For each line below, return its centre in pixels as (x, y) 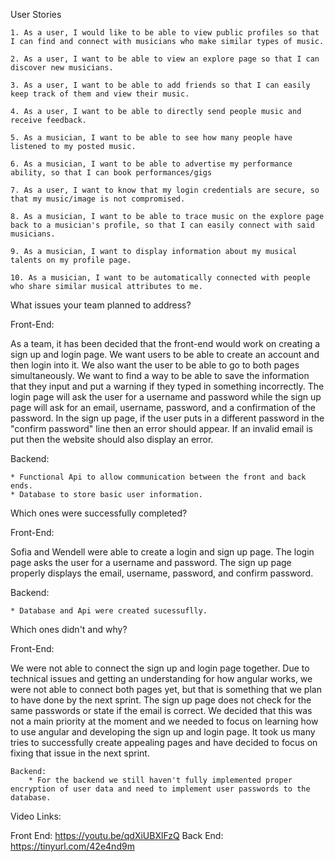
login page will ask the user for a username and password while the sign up (166, 397)
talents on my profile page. (71, 260)
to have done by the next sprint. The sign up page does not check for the (161, 700)
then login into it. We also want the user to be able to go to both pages (155, 365)
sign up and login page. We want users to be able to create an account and (165, 354)
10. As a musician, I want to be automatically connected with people (160, 278)
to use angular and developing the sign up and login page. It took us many (163, 732)
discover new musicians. (62, 68)
